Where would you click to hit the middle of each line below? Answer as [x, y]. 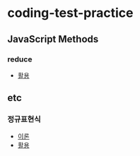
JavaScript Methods [53, 39]
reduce [20, 59]
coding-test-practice [70, 13]
